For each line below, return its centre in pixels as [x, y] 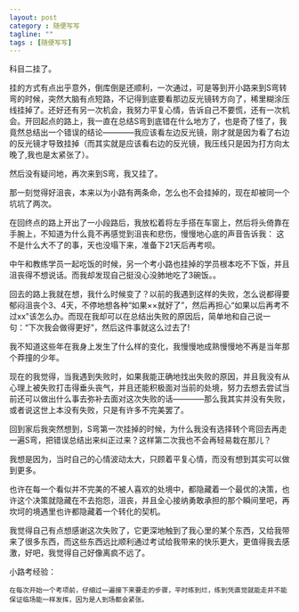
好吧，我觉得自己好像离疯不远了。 [87, 553]
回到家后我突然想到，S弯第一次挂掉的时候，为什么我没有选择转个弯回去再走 [148, 429]
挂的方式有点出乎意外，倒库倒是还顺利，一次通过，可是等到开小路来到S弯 [144, 88]
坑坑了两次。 [32, 204]
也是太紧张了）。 [65, 155]
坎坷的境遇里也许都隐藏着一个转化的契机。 [87, 512]
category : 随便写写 [44, 26]
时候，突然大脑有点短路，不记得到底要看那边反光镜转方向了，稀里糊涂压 [157, 99]
